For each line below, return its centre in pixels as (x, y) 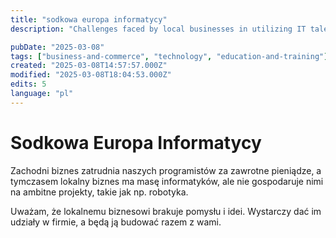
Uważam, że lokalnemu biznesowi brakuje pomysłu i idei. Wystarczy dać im (166, 211)
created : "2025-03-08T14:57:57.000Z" (89, 66)
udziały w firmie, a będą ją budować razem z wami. (116, 222)
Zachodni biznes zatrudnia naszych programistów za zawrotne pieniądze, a (166, 170)
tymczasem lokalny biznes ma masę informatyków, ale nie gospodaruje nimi (167, 181)
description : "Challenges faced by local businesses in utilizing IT (158, 29)
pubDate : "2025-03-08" (57, 47)
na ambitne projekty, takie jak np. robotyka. (99, 192)
